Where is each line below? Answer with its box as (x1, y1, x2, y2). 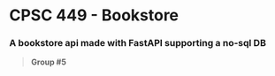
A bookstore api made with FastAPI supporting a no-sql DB (9, 37, 267, 49)
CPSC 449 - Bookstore (9, 5, 180, 26)
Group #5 (30, 57, 66, 67)
